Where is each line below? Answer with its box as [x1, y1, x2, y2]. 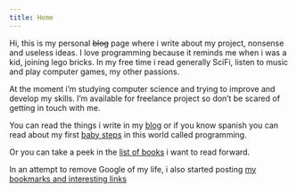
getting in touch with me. [9, 102, 101, 113]
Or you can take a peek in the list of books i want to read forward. [9, 147, 251, 157]
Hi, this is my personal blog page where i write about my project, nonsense [9, 38, 285, 48]
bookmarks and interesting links [9, 173, 128, 184]
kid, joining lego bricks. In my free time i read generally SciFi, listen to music [9, 56, 288, 67]
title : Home [9, 13, 54, 22]
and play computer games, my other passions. [9, 66, 180, 77]
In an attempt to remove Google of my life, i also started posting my [9, 164, 257, 174]
